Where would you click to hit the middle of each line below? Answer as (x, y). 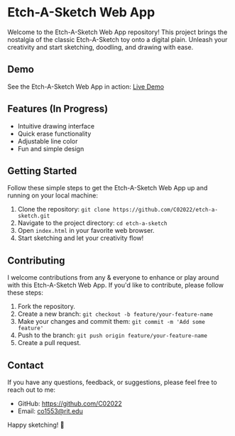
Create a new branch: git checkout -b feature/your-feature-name (115, 314)
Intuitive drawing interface (56, 126)
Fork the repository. (47, 307)
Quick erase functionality (54, 133)
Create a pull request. (49, 343)
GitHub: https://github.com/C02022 (70, 403)
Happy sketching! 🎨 (36, 425)
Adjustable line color (48, 141)
